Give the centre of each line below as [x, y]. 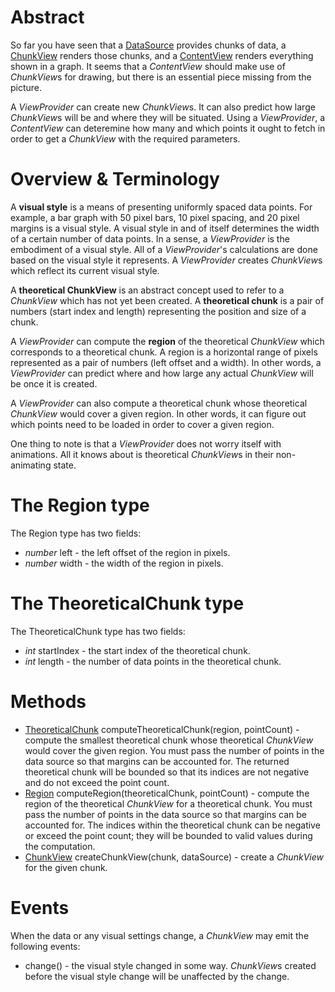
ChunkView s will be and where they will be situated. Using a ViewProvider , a [168, 117]
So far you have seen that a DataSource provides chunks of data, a [148, 45]
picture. [26, 87]
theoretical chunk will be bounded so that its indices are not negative [167, 772]
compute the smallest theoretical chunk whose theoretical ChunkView [169, 740]
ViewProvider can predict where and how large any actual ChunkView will [162, 373]
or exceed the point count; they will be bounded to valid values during [168, 835]
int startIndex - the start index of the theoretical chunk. [137, 650]
